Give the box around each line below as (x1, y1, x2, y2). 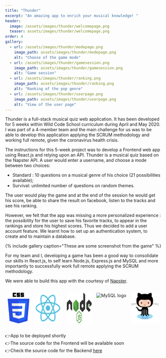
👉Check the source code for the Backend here (5, 348, 103, 354)
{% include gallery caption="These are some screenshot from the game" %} (5, 243, 162, 249)
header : (5, 18, 21, 23)
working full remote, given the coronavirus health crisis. (5, 137, 119, 143)
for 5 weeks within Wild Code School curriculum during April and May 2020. (5, 121, 161, 127)
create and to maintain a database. (5, 233, 76, 240)
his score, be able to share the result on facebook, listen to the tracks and (5, 198, 156, 204)
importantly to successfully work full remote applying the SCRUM (5, 263, 139, 269)
